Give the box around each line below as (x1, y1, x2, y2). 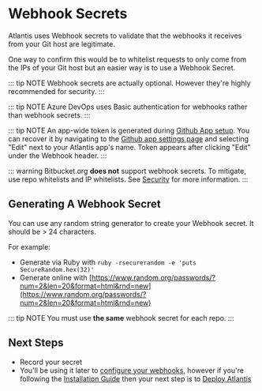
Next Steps (8, 336, 64, 350)
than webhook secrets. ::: (8, 110, 91, 119)
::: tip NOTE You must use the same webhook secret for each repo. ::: (8, 313, 234, 322)
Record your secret (19, 357, 83, 367)
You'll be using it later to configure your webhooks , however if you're (19, 365, 245, 375)
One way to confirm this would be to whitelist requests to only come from (8, 55, 247, 64)
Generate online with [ (19, 273, 92, 282)
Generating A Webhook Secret (8, 197, 161, 211)
